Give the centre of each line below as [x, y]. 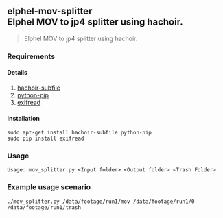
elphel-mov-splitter [50, 11]
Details [17, 73]
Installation [23, 118]
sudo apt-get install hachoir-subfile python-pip [80, 133]
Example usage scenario [49, 187]
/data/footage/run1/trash [44, 207]
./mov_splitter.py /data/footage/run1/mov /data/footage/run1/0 [101, 202]
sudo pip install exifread [46, 139]
